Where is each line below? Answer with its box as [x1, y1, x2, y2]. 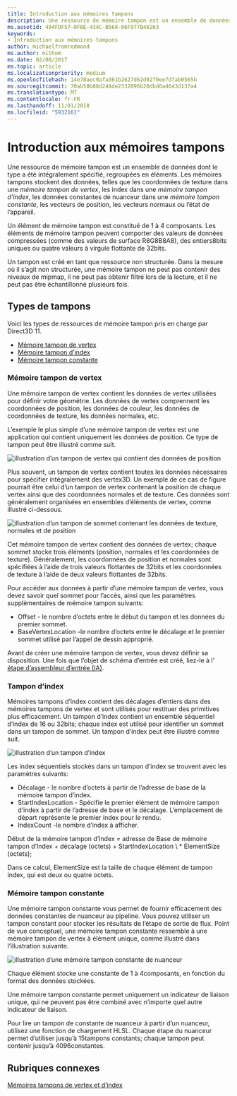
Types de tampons [7, 301, 91, 313]
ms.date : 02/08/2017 [7, 56, 68, 64]
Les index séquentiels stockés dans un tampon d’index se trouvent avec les [7, 762, 227, 770]
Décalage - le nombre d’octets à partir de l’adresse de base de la [17, 783, 206, 792]
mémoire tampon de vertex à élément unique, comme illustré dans [7, 934, 200, 943]
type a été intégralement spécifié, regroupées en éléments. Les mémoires [7, 170, 222, 179]
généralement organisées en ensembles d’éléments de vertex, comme [7, 497, 212, 506]
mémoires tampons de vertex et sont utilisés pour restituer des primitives [7, 705, 220, 713]
